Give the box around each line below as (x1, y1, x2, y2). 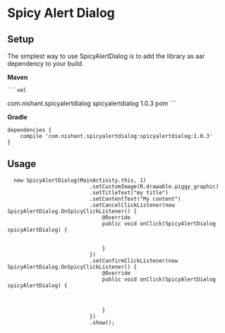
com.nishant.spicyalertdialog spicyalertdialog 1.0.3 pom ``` (7, 99, 176, 107)
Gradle (7, 113, 28, 121)
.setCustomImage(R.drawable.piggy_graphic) (89, 182, 219, 190)
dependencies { (7, 127, 52, 134)
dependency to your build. (7, 59, 84, 68)
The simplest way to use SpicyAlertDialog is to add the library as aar (7, 52, 205, 60)
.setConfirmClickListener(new (89, 257, 178, 264)
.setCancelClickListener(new (89, 201, 175, 209)
